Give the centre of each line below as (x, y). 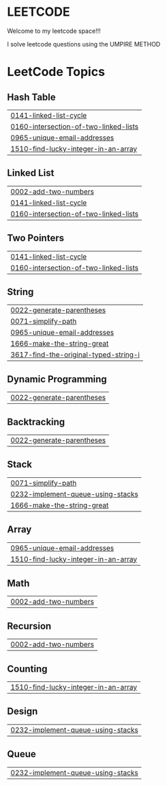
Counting (27, 669)
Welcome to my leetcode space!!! (54, 31)
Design (22, 712)
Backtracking (36, 422)
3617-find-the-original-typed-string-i (75, 355)
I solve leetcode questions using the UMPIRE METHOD (84, 44)
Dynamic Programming (57, 379)
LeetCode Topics (56, 72)
